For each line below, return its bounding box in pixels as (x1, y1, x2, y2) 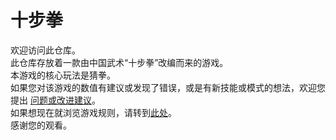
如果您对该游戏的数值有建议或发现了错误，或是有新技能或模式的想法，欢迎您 (10, 81, 326, 93)
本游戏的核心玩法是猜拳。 (10, 69, 116, 81)
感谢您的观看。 (10, 119, 72, 131)
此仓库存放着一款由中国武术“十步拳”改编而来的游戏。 (10, 56, 229, 68)
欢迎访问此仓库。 (10, 44, 81, 56)
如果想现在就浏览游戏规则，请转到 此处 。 (10, 106, 177, 118)
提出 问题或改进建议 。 (10, 94, 101, 106)
